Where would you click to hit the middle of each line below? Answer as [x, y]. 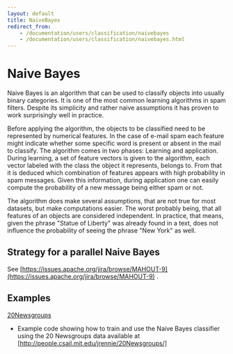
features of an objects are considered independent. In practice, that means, [115, 216]
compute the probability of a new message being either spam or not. [105, 187]
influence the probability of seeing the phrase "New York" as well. [102, 230]
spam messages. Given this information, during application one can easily [113, 180]
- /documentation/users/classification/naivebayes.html [103, 40]
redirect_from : [29, 26]
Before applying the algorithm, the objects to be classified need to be [106, 128]
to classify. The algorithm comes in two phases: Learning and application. [113, 151]
